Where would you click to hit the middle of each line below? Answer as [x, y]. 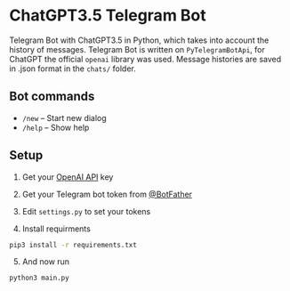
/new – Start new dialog [64, 117]
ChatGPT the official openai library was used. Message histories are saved [145, 59]
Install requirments [56, 229]
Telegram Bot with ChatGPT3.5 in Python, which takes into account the [139, 40]
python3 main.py [39, 278]
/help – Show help [56, 127]
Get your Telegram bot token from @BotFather [107, 194]
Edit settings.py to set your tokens [86, 211]
